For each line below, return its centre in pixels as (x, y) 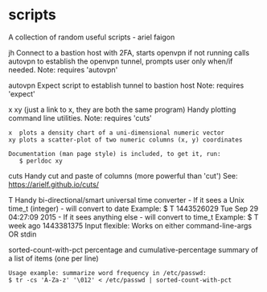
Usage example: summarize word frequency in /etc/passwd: (107, 273)
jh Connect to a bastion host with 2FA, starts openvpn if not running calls (129, 52)
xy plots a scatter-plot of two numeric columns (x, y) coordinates (125, 140)
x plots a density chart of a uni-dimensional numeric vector (117, 133)
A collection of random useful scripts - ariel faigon (92, 37)
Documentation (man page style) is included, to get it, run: (115, 154)
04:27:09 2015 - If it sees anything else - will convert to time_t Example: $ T (133, 217)
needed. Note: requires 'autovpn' (63, 69)
